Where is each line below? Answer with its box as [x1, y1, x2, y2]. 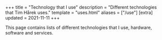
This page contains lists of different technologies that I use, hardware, [5, 24, 152, 30]
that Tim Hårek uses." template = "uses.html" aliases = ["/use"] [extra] [5, 9, 153, 15]
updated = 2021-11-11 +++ [5, 15, 60, 20]
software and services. [5, 30, 53, 35]
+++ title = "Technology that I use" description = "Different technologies [5, 4, 157, 10]
